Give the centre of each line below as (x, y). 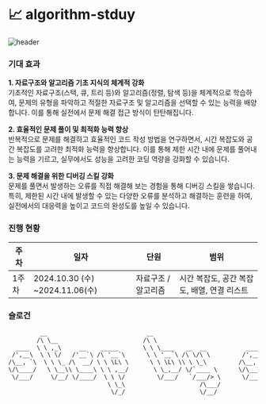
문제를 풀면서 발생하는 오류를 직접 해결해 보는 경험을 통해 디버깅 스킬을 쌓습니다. (132, 186)
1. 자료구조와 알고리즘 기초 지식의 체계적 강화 (76, 83)
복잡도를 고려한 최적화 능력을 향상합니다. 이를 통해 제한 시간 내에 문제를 (126, 149)
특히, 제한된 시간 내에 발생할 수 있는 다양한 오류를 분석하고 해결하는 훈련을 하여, (131, 196)
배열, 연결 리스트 (220, 290)
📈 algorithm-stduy (72, 15)
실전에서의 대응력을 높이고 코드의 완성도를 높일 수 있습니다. (99, 206)
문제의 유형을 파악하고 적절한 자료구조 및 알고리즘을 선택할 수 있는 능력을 (131, 102)
